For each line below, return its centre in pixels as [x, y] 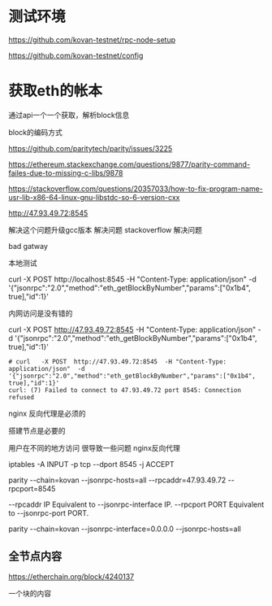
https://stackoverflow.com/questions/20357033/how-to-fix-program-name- [136, 189]
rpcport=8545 [32, 488]
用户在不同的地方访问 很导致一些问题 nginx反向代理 [95, 447]
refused [22, 397]
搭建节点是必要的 [37, 430]
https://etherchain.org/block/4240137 [71, 576]
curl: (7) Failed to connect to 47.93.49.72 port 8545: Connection [125, 390]
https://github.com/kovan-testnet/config [76, 55]
